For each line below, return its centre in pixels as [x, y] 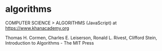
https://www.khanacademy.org [37, 28]
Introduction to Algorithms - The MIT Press [50, 43]
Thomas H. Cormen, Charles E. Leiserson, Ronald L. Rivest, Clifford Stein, [81, 38]
